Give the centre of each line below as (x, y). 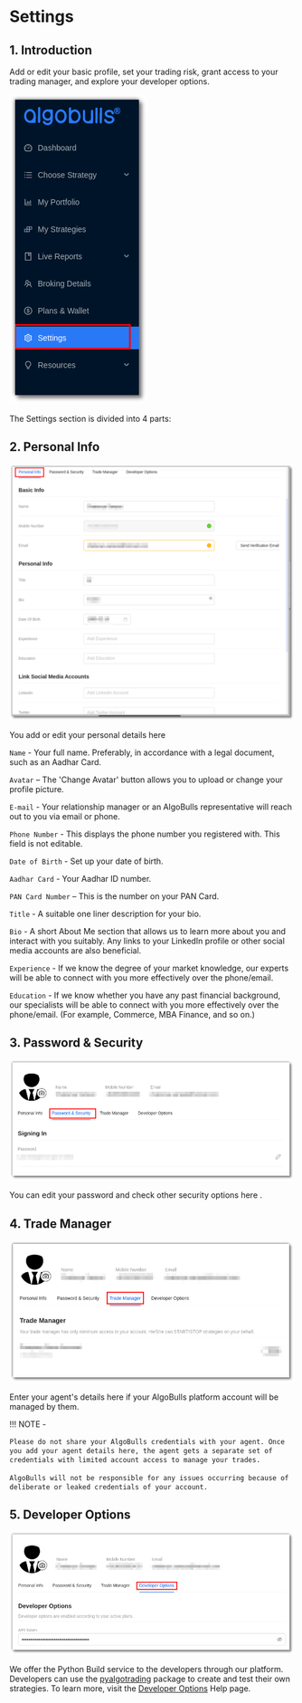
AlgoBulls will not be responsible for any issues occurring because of (149, 1478)
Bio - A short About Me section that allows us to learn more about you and (148, 931)
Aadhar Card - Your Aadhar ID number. (80, 878)
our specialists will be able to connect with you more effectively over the (144, 1005)
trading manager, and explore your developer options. (109, 81)
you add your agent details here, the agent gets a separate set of (141, 1450)
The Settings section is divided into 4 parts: (90, 419)
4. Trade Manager (61, 1224)
